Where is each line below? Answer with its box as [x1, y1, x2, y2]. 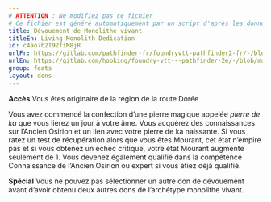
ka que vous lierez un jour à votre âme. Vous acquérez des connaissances [8, 117, 256, 127]
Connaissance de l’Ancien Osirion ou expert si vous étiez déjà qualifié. [8, 160, 241, 170]
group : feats [8, 64, 52, 72]
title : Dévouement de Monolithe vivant [8, 27, 143, 35]
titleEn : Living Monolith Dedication [8, 34, 135, 43]
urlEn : [8, 57, 31, 65]
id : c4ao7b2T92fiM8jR [8, 42, 81, 50]
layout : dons [8, 72, 52, 80]
